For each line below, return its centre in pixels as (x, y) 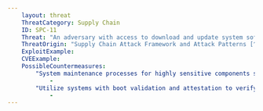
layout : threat (46, 15)
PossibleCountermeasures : (64, 66)
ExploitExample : (48, 52)
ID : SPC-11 (39, 30)
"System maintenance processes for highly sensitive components (143, 73)
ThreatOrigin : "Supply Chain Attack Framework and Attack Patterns (134, 45)
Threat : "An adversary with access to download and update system (132, 37)
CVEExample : (41, 59)
